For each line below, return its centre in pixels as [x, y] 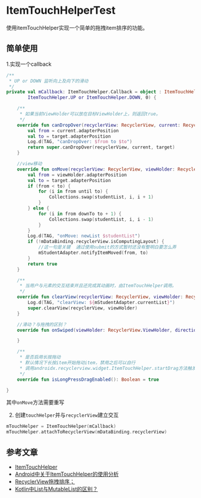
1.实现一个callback [29, 64]
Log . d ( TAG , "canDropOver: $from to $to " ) [80, 142]
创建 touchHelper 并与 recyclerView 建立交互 [67, 415]
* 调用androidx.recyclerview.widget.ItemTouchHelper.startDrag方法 [103, 368]
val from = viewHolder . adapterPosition [77, 175]
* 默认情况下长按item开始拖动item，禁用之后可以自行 [77, 363]
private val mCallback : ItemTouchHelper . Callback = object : [84, 92]
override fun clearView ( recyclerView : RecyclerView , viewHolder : [100, 297]
